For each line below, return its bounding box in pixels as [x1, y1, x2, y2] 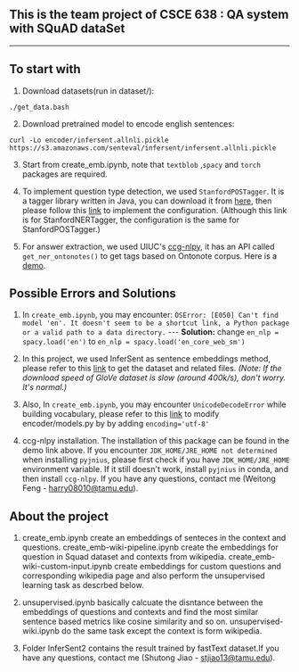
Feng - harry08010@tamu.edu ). [21, 483, 139, 494]
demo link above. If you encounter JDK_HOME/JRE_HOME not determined [21, 445, 278, 456]
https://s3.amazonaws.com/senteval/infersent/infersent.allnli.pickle [9, 143, 277, 153]
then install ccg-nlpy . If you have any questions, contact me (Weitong [21, 473, 276, 485]
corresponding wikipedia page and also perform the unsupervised [21, 570, 265, 581]
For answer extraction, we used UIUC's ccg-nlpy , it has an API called [21, 241, 275, 252]
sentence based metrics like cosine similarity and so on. [21, 616, 229, 627]
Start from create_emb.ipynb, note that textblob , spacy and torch [21, 159, 261, 170]
